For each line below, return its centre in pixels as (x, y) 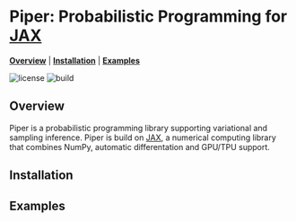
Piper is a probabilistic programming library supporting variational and (138, 128)
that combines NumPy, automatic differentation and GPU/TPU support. (140, 147)
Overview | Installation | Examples (75, 60)
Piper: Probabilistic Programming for (148, 17)
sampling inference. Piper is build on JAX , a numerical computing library (143, 138)
